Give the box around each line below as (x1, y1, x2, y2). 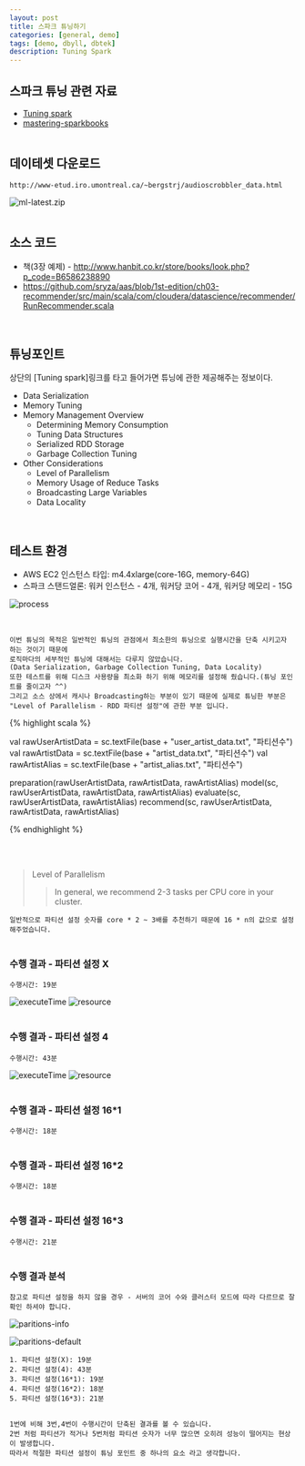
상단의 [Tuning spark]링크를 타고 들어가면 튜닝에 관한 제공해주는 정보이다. (9, 372, 273, 383)
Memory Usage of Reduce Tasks (36, 477, 159, 488)
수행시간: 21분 (9, 1237, 57, 1247)
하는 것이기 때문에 (9, 646, 68, 655)
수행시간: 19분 (9, 981, 57, 990)
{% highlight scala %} (9, 718, 91, 728)
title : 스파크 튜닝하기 (9, 22, 86, 31)
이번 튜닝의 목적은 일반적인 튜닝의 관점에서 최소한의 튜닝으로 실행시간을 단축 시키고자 (9, 636, 288, 645)
